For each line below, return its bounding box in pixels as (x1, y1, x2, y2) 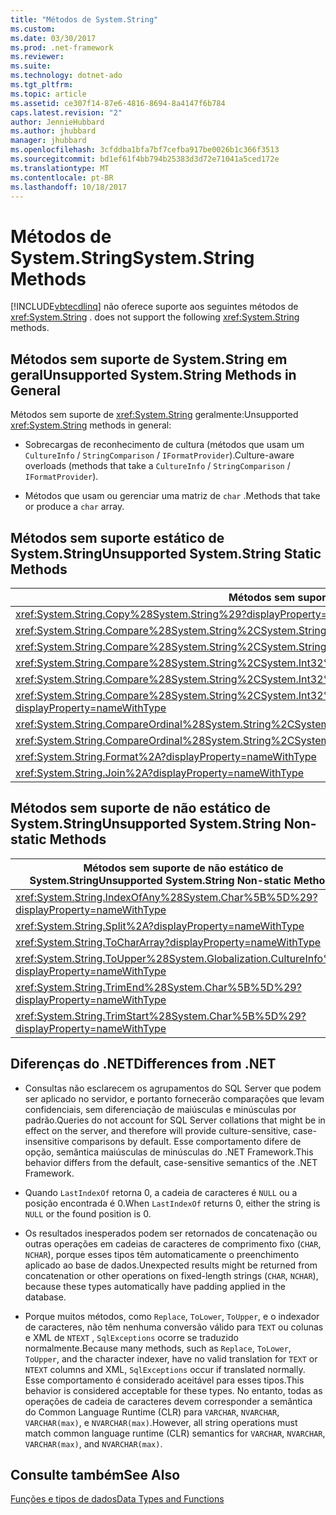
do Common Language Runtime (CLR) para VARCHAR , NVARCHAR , (24, 1406, 280, 1418)
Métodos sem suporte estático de (10, 529, 225, 546)
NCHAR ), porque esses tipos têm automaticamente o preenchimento (24, 1248, 300, 1260)
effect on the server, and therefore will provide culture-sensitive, (24, 1124, 291, 1136)
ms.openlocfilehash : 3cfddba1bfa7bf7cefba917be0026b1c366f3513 (10, 145, 280, 155)
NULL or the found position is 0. (24, 1207, 152, 1220)
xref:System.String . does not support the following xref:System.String (10, 311, 300, 323)
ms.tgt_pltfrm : (10, 80, 74, 90)
